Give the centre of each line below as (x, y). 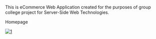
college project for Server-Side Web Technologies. (57, 12)
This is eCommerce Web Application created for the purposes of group (78, 7)
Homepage (17, 22)
